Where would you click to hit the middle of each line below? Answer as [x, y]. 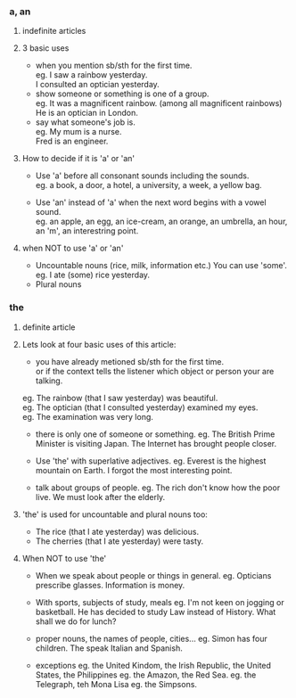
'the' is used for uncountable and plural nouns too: [115, 514]
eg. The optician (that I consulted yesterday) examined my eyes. [140, 407]
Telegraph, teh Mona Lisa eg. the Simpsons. [116, 684]
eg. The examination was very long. [88, 416]
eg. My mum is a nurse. [78, 132]
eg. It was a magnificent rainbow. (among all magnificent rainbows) [159, 103]
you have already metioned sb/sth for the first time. [130, 361]
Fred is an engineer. [72, 141]
